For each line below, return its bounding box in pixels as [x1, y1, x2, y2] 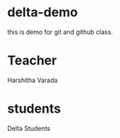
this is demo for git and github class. [7, 28, 113, 36]
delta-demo [7, 4, 78, 21]
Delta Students [7, 124, 51, 132]
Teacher [7, 52, 57, 69]
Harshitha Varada [7, 76, 58, 84]
